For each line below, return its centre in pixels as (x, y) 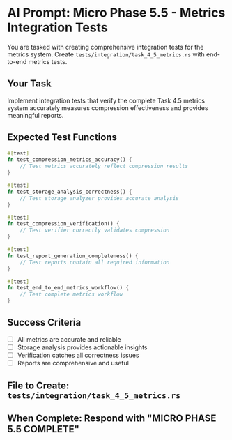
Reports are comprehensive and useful (73, 363)
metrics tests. (48, 61)
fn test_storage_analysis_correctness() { (70, 192)
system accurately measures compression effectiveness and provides (108, 108)
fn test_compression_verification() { (63, 224)
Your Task (30, 84)
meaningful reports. (36, 115)
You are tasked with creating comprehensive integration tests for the (106, 47)
